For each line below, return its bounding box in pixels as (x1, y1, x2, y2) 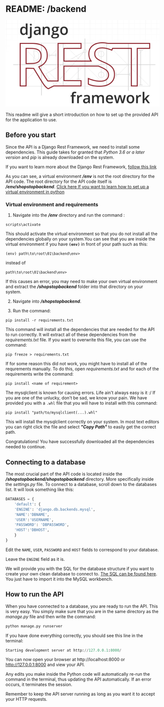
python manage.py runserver (5, 623, 63, 629)
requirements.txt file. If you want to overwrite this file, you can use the (5, 337, 146, 343)
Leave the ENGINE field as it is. (5, 556, 65, 562)
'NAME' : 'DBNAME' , (14, 512, 50, 517)
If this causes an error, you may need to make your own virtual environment (5, 279, 158, 285)
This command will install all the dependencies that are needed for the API (5, 327, 155, 332)
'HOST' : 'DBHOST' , (14, 528, 50, 532)
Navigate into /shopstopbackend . (12, 298, 82, 304)
